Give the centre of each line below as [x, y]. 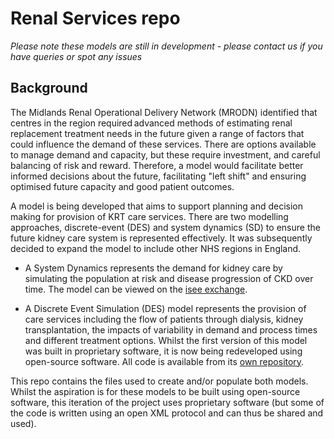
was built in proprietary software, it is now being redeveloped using [163, 351]
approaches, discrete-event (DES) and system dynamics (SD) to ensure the [165, 227]
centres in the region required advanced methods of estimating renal [151, 123]
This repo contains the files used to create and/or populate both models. [159, 381]
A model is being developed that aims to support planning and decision [157, 206]
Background [49, 88]
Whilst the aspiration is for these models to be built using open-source [155, 391]
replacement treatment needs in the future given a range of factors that [157, 133]
